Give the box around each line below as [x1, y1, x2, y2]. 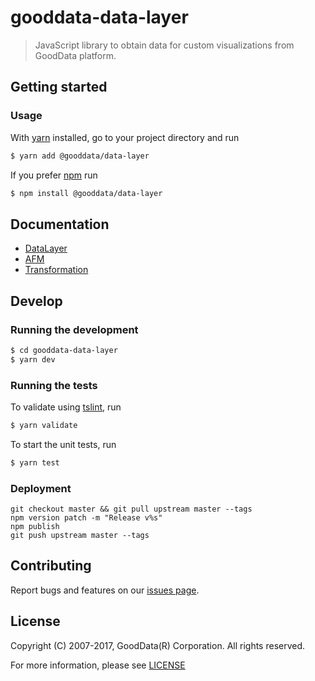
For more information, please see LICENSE [10, 659, 186, 671]
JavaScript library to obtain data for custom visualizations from [34, 39, 295, 51]
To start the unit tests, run [10, 438, 117, 450]
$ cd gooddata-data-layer [10, 345, 118, 355]
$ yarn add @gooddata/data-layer [10, 151, 150, 161]
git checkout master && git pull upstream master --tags [10, 504, 253, 514]
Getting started [10, 79, 108, 96]
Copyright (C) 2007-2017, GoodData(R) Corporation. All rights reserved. [10, 639, 306, 651]
